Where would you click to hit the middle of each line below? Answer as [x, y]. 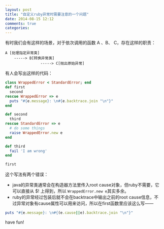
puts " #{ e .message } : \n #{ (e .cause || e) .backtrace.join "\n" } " [69, 213]
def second [16, 114]
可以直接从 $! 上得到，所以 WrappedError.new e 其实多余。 [70, 191]
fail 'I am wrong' [29, 151]
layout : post [18, 10]
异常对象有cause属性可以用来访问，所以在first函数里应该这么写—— [85, 203]
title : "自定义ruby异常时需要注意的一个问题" [47, 14]
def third [15, 146]
